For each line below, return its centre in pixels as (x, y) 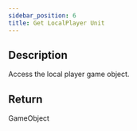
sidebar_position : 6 (43, 15)
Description (38, 55)
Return (25, 99)
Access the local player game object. (69, 74)
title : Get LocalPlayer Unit (57, 23)
